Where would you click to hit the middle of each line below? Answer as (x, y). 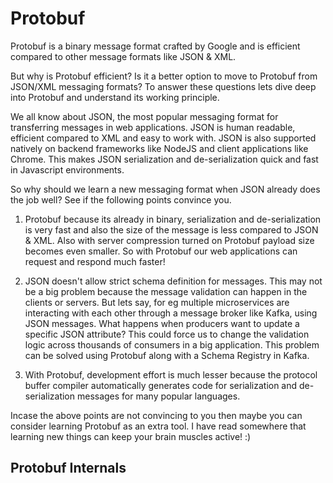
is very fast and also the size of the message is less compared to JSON (171, 229)
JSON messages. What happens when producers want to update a (162, 323)
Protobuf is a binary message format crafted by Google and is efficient (155, 46)
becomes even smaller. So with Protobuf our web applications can (161, 251)
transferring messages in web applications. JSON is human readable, (153, 127)
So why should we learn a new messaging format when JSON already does (165, 189)
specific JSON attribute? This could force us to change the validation (167, 334)
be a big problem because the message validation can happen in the (166, 291)
